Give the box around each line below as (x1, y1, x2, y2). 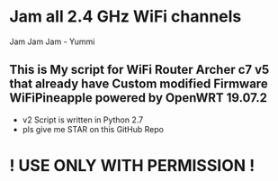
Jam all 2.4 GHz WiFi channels (9, 6, 242, 27)
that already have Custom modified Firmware (9, 77, 268, 92)
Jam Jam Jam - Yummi (9, 36, 95, 47)
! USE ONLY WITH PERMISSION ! (9, 155, 256, 176)
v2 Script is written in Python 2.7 (22, 114, 144, 125)
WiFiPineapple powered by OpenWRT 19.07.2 (9, 90, 268, 105)
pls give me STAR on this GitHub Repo (22, 123, 165, 134)
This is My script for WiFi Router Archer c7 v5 (9, 62, 270, 77)
